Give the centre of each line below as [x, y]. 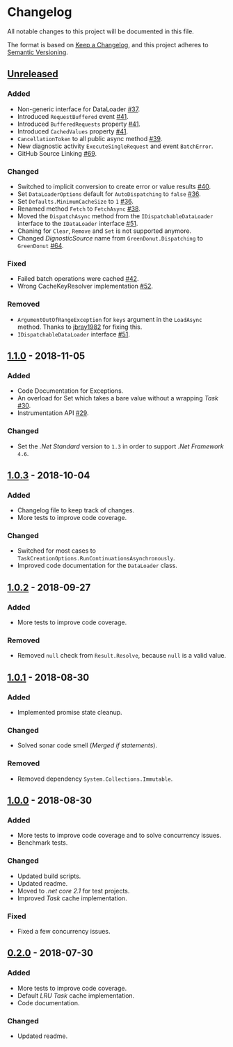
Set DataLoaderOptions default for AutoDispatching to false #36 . [109, 194]
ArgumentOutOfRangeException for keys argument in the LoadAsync [110, 319]
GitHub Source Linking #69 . [57, 153]
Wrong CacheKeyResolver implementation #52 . [85, 286]
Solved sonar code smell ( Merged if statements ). [87, 745]
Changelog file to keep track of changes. [75, 510]
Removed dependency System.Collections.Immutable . [95, 779]
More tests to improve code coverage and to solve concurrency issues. [119, 836]
